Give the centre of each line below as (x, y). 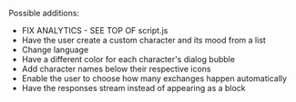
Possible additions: (44, 13)
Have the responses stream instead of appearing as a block (134, 88)
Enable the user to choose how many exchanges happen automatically (154, 79)
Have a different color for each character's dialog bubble (128, 59)
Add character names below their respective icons (116, 69)
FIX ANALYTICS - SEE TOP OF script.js (95, 30)
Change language (55, 50)
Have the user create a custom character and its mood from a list (143, 40)
